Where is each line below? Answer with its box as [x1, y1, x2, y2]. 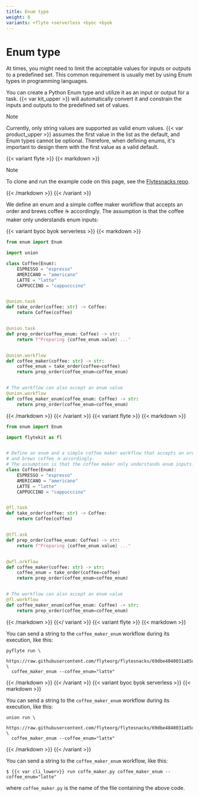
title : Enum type [6, 8, 49, 15]
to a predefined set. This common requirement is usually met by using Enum [6, 71, 192, 78]
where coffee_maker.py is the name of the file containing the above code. [6, 784, 185, 791]
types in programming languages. [6, 78, 89, 85]
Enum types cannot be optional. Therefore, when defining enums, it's [6, 137, 175, 144]
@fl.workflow [6, 597, 38, 603]
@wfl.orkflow [6, 558, 38, 564]
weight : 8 [6, 14, 31, 20]
